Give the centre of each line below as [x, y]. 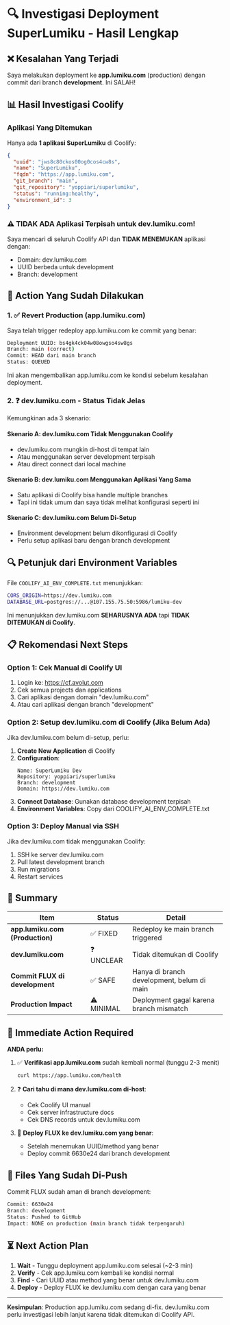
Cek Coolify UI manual [59, 1105]
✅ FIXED [104, 933]
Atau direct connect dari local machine [72, 464]
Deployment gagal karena [174, 999]
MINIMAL [105, 1008]
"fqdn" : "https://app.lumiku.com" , [64, 174]
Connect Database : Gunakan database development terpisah [104, 801]
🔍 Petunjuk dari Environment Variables [92, 563]
